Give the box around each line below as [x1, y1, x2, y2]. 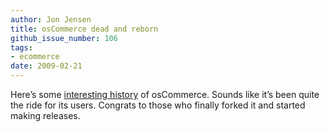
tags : [10, 42, 33, 53]
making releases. [10, 110, 81, 121]
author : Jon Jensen [10, 14, 92, 25]
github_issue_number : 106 [10, 33, 118, 43]
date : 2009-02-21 [10, 61, 83, 71]
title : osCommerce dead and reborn [10, 24, 159, 34]
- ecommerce [10, 52, 60, 62]
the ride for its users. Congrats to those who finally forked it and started [10, 99, 306, 111]
